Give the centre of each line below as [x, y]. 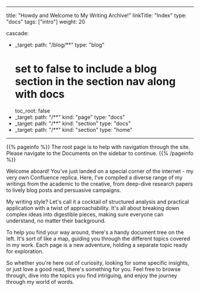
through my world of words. [40, 281]
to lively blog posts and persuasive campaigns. [64, 190]
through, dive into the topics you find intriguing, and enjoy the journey [92, 275]
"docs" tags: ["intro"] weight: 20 [46, 22]
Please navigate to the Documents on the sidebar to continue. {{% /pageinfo [100, 153]
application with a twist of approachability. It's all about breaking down [93, 208]
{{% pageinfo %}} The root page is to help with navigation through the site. [98, 147]
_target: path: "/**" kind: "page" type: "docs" [70, 117]
